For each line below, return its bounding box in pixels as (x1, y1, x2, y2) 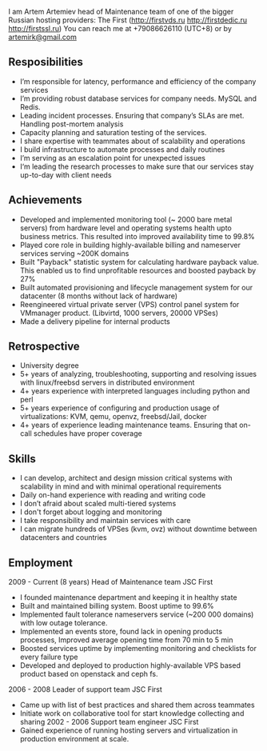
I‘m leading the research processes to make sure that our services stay (19, 162, 254, 171)
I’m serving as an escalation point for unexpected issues (19, 153, 206, 162)
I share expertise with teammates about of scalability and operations (19, 136, 246, 146)
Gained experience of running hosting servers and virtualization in (19, 725, 238, 735)
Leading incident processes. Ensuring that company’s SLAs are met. (19, 110, 245, 120)
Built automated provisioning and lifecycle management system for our (19, 282, 253, 292)
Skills (8, 452, 36, 465)
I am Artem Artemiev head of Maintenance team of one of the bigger (8, 7, 234, 16)
